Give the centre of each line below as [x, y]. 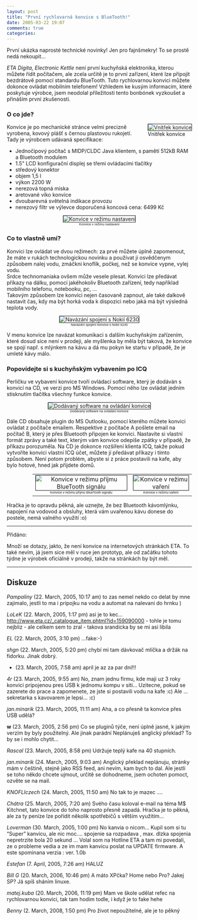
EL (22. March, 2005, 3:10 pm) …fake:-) [54, 638]
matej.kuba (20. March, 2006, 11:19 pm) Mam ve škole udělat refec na [91, 893]
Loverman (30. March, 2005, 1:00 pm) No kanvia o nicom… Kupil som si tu [96, 827]
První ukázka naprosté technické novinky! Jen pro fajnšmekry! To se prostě [98, 50]
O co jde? [20, 114]
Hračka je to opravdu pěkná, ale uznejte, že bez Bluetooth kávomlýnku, [93, 505]
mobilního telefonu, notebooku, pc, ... [52, 288]
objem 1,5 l [28, 176]
